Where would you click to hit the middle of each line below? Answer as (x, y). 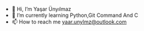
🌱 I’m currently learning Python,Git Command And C (75, 15)
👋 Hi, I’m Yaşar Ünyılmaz (41, 9)
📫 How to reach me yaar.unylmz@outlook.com (69, 22)
